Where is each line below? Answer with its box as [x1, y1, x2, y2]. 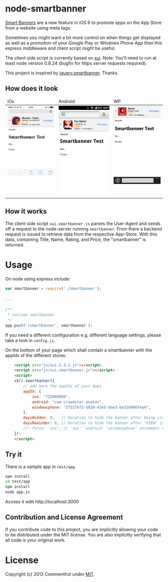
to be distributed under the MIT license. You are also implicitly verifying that [5, 531, 161, 537]
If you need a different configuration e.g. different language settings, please [5, 332, 161, 338]
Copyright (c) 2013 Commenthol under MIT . [5, 571, 95, 577]
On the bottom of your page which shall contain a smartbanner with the [5, 347, 152, 353]
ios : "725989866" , [31, 394, 70, 399]
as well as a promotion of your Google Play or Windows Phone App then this [5, 39, 162, 45]
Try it [5, 450, 22, 459]
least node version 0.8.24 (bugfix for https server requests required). [5, 60, 147, 66]
